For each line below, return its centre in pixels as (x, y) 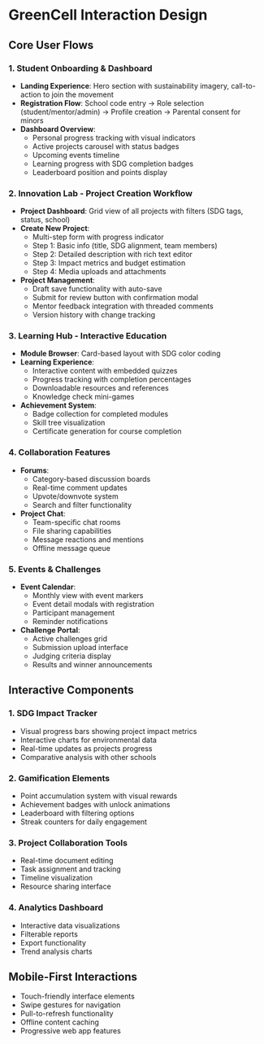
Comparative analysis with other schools (88, 757)
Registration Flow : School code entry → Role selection (112, 103)
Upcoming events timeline (76, 155)
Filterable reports (49, 934)
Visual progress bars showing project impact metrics (108, 731)
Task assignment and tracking (71, 869)
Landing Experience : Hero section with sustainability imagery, (125, 85)
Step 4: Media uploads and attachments (99, 272)
